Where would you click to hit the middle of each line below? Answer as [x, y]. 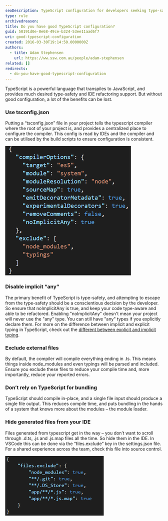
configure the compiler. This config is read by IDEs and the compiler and [80, 134]
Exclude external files [32, 347]
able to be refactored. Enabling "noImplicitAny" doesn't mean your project [81, 313]
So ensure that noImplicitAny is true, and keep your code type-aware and [81, 308]
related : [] [17, 63]
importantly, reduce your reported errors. [47, 374]
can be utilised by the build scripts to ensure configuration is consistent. [79, 139]
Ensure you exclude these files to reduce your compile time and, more [77, 369]
